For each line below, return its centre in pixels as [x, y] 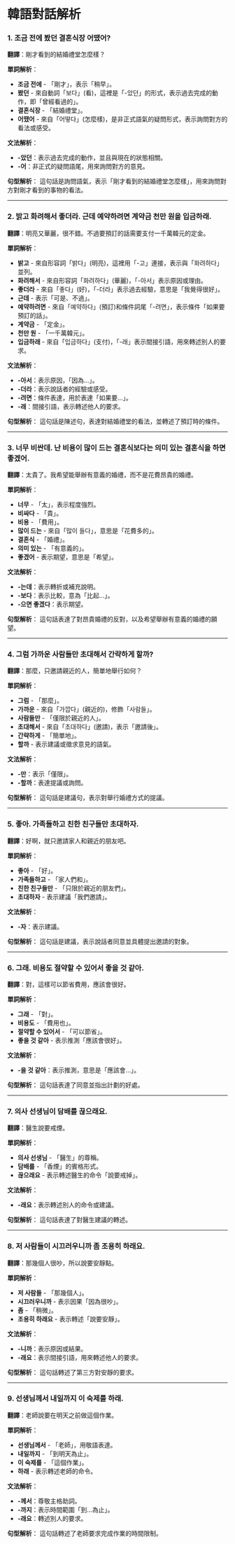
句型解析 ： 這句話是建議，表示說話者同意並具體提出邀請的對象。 [100, 941]
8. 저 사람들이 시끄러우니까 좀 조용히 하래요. [76, 1247]
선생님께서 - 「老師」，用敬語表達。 [67, 1445]
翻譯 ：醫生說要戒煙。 [38, 1128]
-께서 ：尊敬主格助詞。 [49, 1501]
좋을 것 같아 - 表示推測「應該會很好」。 [71, 1040]
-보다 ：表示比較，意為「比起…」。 [65, 596]
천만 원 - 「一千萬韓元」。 [53, 332]
